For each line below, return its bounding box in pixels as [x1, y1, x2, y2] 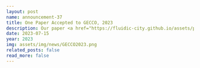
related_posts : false [6, 47, 60, 53]
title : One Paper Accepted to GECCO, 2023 [6, 20, 113, 25]
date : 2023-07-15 [6, 31, 49, 37]
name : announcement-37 [6, 14, 62, 20]
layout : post [6, 8, 39, 15]
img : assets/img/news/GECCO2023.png [6, 42, 97, 48]
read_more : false [6, 53, 49, 59]
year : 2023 [6, 36, 33, 42]
